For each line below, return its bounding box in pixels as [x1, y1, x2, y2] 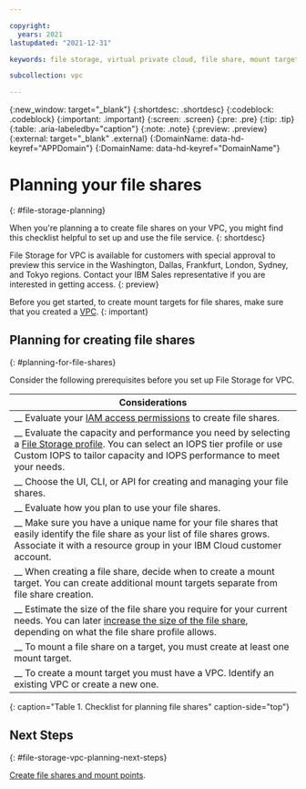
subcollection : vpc [9, 71, 84, 80]
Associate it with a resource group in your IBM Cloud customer [14, 538, 282, 551]
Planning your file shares [9, 175, 202, 196]
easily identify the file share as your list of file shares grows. [14, 528, 270, 540]
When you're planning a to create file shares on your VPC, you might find [9, 222, 284, 233]
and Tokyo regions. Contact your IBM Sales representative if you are [9, 270, 266, 281]
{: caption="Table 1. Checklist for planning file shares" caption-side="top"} [9, 701, 290, 712]
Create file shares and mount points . [9, 769, 146, 780]
